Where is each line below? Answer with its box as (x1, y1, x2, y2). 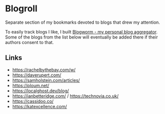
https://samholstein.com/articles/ (12, 77, 80, 83)
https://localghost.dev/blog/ (12, 87, 69, 94)
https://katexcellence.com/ (12, 103, 67, 109)
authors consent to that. (5, 39, 54, 45)
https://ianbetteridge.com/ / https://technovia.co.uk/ (12, 93, 119, 99)
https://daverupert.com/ (12, 72, 62, 78)
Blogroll (5, 3, 38, 14)
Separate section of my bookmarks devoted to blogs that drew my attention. (5, 19, 161, 25)
